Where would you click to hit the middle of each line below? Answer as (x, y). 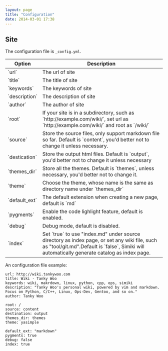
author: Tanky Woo (24, 296)
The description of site (69, 96)
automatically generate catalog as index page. (96, 253)
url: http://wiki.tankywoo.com (38, 274)
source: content (22, 309)
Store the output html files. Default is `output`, (96, 154)
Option (22, 64)
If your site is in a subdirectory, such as (88, 113)
